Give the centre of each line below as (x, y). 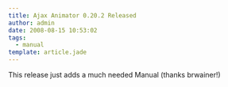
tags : (17, 38)
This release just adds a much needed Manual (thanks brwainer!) (114, 75)
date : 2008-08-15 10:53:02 (53, 30)
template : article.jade (48, 52)
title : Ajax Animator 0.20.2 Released (72, 15)
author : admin (32, 23)
